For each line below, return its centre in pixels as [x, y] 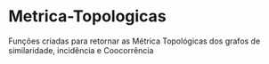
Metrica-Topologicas [87, 16]
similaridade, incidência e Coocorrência [81, 50]
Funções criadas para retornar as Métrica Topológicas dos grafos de [134, 41]
